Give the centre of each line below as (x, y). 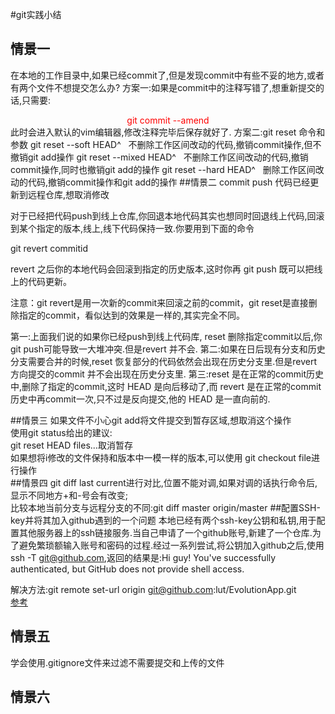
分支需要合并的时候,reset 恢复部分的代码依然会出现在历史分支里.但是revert (164, 361)
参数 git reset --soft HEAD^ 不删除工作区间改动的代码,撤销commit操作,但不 (166, 144)
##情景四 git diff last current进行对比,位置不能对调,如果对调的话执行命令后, (164, 482)
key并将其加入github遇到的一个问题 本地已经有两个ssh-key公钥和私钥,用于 (163, 520)
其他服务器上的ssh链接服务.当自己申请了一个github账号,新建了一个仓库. (165, 532)
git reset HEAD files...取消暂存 (71, 445)
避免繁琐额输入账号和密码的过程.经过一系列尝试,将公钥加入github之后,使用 (171, 545)
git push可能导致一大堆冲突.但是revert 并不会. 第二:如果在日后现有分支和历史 (168, 349)
